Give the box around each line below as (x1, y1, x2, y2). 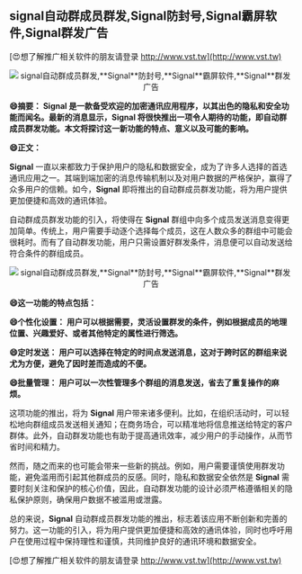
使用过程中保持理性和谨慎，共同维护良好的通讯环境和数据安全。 (24, 535, 262, 546)
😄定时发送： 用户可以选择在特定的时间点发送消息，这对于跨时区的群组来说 (9, 346, 288, 357)
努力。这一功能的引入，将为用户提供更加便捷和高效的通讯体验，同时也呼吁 (9, 525, 285, 535)
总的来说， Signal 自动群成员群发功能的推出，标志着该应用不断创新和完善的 (9, 513, 288, 524)
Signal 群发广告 (25, 25, 109, 40)
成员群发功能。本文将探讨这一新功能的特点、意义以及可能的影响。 (9, 122, 253, 133)
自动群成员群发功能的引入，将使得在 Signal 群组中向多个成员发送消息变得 (9, 214, 282, 225)
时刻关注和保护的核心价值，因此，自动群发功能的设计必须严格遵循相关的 (16, 482, 285, 493)
